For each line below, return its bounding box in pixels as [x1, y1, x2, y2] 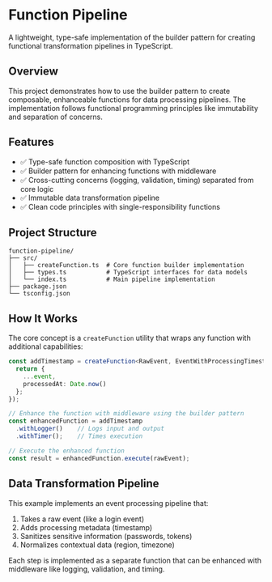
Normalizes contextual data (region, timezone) [19, 540, 176, 550]
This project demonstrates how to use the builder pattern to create [8, 86, 231, 96]
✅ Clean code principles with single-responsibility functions [19, 202, 221, 211]
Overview [8, 65, 59, 79]
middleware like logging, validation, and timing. [8, 564, 165, 574]
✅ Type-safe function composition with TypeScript [19, 156, 190, 167]
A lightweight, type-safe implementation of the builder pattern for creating [8, 32, 256, 42]
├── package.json [8, 283, 67, 291]
